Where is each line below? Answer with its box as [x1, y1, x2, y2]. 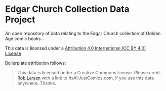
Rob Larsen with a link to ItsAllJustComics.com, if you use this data [17, 75, 154, 81]
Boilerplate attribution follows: [5, 60, 66, 66]
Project [5, 14, 36, 25]
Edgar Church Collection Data [5, 3, 129, 15]
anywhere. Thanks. [17, 80, 57, 86]
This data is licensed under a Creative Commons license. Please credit [17, 69, 161, 75]
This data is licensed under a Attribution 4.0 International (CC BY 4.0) [5, 45, 146, 51]
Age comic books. [5, 36, 42, 42]
